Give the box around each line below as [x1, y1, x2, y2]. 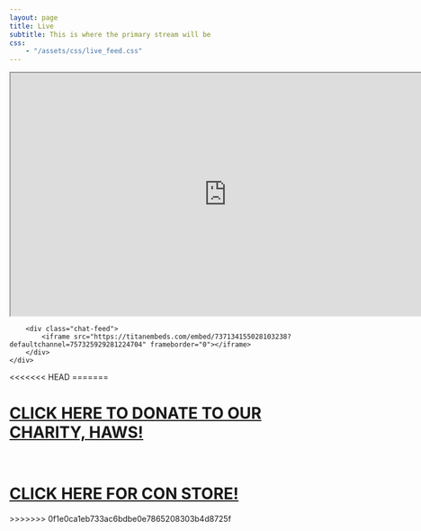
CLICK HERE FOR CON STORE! [9, 483, 239, 504]
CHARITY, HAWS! [9, 422, 144, 443]
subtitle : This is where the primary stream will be [9, 30, 211, 39]
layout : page [9, 13, 58, 22]
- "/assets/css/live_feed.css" [25, 47, 143, 56]
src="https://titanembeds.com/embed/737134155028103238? [73, 332, 292, 342]
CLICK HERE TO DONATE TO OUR [9, 403, 263, 424]
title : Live [9, 22, 54, 31]
